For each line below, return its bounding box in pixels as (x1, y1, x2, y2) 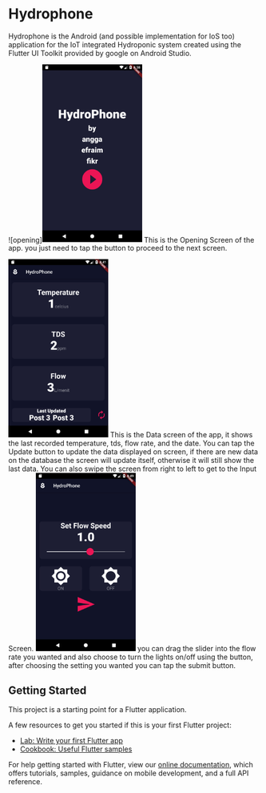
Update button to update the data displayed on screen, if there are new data (8, 447, 258, 457)
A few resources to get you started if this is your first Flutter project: (8, 720, 232, 730)
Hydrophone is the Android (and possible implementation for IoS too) (8, 31, 236, 41)
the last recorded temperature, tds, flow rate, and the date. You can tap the (8, 438, 255, 449)
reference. (8, 777, 42, 787)
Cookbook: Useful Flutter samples (19, 744, 133, 754)
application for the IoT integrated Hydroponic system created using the (8, 39, 242, 49)
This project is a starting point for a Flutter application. (8, 705, 187, 715)
